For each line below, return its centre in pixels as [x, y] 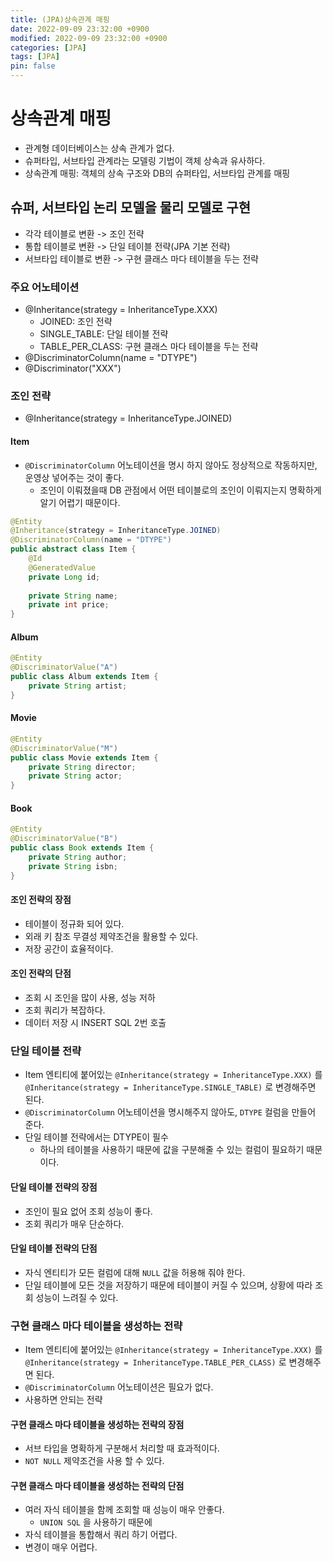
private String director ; [82, 767]
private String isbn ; [73, 866]
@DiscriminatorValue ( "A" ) [64, 667]
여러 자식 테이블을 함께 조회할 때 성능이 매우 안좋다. [124, 1510]
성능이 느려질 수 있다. [77, 1297]
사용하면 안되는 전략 [63, 1400]
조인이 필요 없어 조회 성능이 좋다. [88, 1211]
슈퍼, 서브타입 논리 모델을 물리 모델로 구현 [130, 207]
